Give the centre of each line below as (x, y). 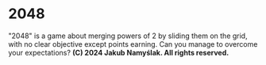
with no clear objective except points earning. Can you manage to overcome (133, 44)
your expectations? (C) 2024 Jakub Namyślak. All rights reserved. (119, 52)
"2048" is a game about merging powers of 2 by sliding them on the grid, (128, 36)
